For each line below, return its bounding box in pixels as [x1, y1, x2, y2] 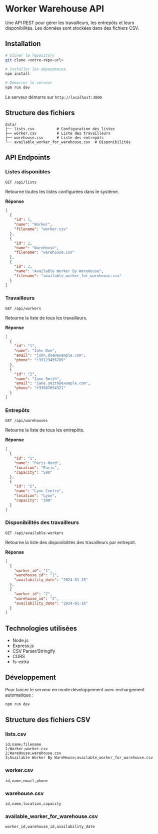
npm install [5, 71, 30, 76]
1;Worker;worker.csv [5, 747, 48, 752]
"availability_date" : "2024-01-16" [14, 601, 88, 606]
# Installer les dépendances [5, 66, 66, 72]
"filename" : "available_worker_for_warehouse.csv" [14, 273, 122, 278]
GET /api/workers [5, 306, 41, 311]
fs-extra [12, 659, 29, 665]
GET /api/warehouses [5, 418, 48, 424]
